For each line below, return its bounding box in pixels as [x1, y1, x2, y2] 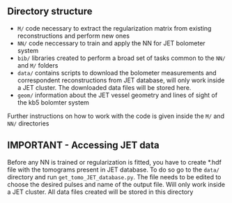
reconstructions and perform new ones [17, 31, 130, 40]
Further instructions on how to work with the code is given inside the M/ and [7, 112, 225, 120]
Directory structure [7, 6, 93, 17]
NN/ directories [7, 119, 49, 128]
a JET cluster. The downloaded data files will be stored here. [17, 83, 192, 91]
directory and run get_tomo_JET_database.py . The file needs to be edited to [7, 172, 222, 181]
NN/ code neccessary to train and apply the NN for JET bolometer [17, 38, 206, 47]
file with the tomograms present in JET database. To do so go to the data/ [7, 165, 219, 174]
